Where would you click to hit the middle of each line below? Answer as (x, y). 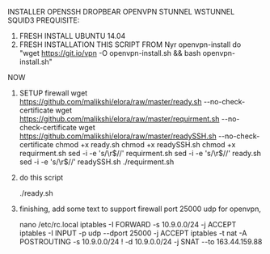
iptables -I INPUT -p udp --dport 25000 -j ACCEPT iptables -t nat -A (133, 233)
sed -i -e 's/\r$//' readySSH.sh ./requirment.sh (97, 162)
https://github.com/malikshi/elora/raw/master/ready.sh (110, 102)
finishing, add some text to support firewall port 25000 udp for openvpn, (140, 209)
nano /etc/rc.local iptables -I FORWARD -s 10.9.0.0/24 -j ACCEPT (128, 224)
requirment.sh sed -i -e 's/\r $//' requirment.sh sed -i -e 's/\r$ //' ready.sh (140, 153)
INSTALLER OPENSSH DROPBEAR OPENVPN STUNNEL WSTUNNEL (121, 12)
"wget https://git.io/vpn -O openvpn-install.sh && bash (110, 53)
